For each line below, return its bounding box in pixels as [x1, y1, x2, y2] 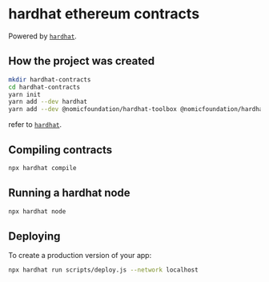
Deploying [8, 229, 61, 243]
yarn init [8, 90, 42, 98]
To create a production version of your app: [8, 251, 152, 260]
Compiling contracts [8, 143, 113, 157]
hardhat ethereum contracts [8, 5, 200, 23]
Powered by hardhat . [8, 31, 78, 41]
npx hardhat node [8, 207, 66, 216]
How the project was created [8, 54, 155, 68]
